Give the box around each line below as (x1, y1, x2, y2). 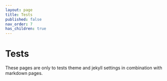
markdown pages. (5, 70, 43, 76)
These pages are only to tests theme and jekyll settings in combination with (5, 65, 162, 71)
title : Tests (5, 12, 33, 17)
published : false (5, 17, 42, 22)
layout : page (5, 7, 33, 13)
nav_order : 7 (5, 21, 33, 27)
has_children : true (5, 26, 47, 31)
